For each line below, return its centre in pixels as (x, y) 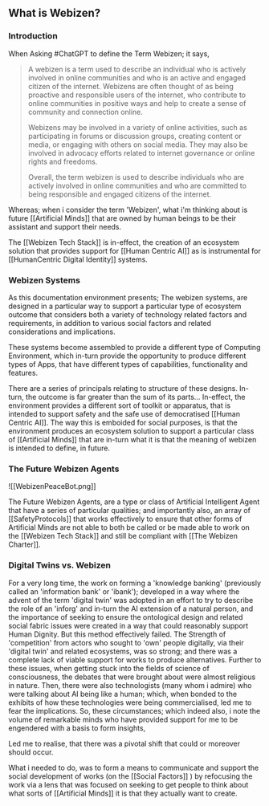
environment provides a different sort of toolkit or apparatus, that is (120, 405)
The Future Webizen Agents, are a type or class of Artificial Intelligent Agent (134, 502)
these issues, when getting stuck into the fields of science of (109, 668)
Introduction (33, 36)
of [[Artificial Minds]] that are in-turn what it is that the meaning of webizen (132, 439)
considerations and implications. (62, 332)
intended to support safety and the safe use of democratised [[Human (124, 413)
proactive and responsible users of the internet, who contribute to (137, 95)
